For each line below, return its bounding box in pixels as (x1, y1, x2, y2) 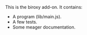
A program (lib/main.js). (12, 14, 62, 19)
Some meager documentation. (12, 24, 76, 30)
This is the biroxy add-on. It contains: (5, 4, 83, 10)
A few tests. (12, 19, 38, 25)
